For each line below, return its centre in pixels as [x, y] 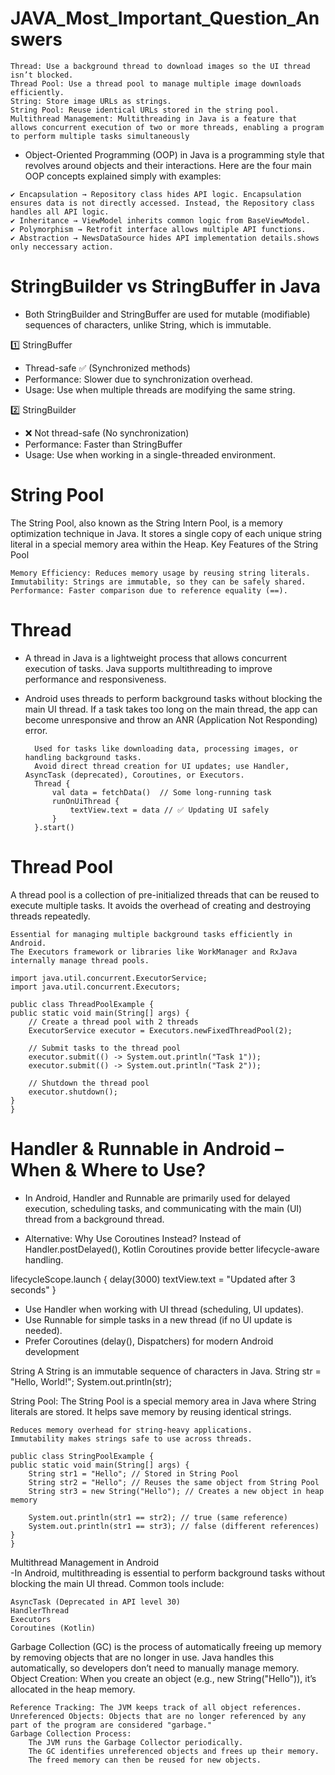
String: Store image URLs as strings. [91, 101]
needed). [43, 1330]
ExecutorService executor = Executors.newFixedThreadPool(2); [160, 1030]
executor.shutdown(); [73, 1092]
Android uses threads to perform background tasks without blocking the [173, 698]
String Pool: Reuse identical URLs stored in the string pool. [145, 110]
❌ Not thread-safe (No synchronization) [107, 433]
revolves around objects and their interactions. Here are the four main [168, 165]
